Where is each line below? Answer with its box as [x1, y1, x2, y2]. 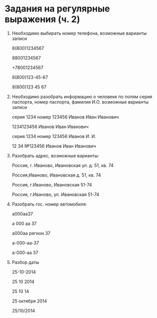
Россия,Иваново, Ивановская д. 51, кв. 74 [11, 172, 101, 178]
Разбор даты [11, 259, 39, 265]
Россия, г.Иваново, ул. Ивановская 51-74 [11, 191, 100, 197]
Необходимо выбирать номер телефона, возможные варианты [11, 30, 147, 36]
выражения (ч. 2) [4, 13, 80, 25]
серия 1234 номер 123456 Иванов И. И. [11, 133, 97, 139]
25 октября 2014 [11, 298, 47, 304]
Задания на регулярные [4, 3, 110, 14]
